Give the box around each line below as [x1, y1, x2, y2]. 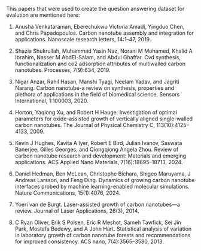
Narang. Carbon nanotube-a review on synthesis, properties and [14, 84, 175, 92]
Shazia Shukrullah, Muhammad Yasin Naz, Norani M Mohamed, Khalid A [14, 47, 193, 55]
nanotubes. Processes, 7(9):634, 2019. [14, 66, 111, 74]
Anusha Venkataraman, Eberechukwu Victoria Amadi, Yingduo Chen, [14, 23, 185, 30]
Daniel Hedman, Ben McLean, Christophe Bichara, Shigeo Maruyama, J [14, 170, 191, 177]
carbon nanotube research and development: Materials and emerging [14, 152, 187, 159]
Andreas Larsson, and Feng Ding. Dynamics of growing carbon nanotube [14, 177, 195, 183]
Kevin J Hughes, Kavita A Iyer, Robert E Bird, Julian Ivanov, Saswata [14, 140, 182, 146]
